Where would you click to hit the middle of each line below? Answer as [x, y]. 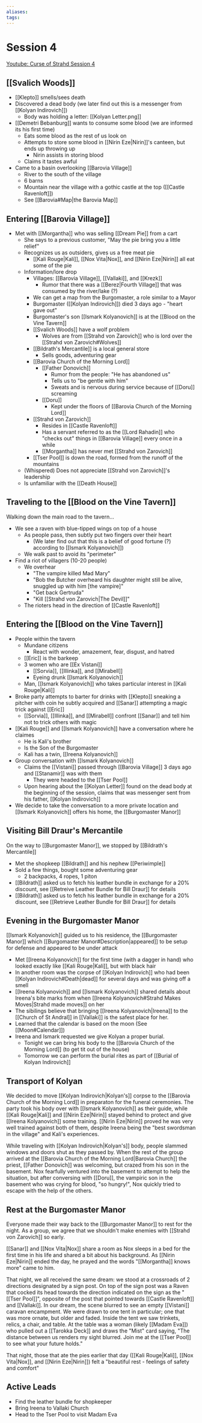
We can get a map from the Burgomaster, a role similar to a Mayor [114, 298]
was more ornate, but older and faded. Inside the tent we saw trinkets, [93, 1317]
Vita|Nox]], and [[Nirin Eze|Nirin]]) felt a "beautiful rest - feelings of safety [98, 1361]
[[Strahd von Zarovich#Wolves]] [81, 342]
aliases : [17, 12]
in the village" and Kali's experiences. [53, 1134]
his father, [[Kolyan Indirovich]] [62, 799]
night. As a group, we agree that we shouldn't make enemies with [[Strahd [98, 1230]
